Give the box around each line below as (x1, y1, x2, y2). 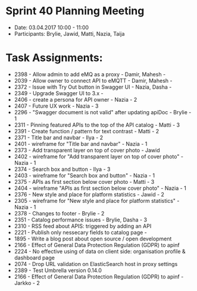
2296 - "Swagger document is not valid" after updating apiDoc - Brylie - (14, 108, 192, 115)
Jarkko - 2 (14, 279, 40, 286)
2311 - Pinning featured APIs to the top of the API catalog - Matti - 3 (14, 121, 180, 129)
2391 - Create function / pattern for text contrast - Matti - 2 (14, 127, 160, 134)
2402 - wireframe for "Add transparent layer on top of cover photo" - (14, 153, 184, 160)
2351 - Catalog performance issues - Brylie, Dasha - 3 (14, 216, 147, 223)
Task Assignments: (5, 51, 103, 65)
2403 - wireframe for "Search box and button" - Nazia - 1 (14, 171, 155, 179)
